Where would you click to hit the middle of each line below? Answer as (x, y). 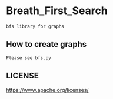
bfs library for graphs (35, 26)
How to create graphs (46, 44)
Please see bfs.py (29, 58)
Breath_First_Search (57, 11)
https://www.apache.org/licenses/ (48, 90)
